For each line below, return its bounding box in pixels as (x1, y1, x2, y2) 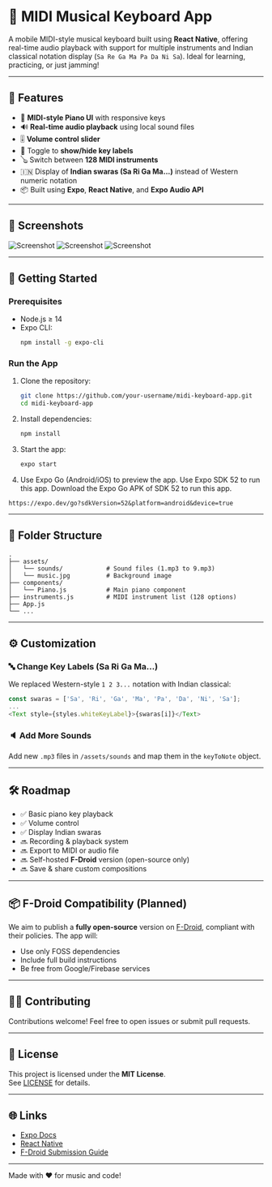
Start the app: (19, 445, 66, 454)
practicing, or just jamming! (8, 60, 100, 70)
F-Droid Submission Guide (19, 1147, 109, 1157)
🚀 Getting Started (8, 271, 98, 285)
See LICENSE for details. (8, 1077, 91, 1087)
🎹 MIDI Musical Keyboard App (8, 7, 213, 26)
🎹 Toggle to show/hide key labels (19, 145, 134, 155)
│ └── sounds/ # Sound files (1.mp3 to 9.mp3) (8, 564, 216, 573)
